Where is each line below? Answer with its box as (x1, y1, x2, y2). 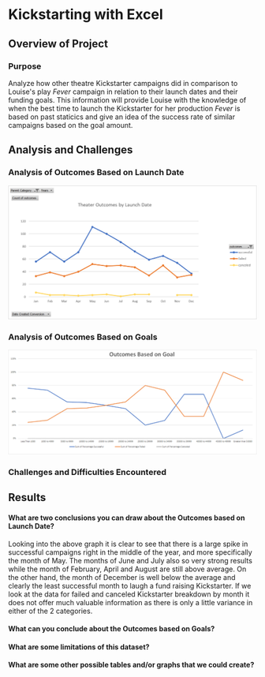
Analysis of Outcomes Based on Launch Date (8, 167, 185, 178)
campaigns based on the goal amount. (8, 120, 133, 129)
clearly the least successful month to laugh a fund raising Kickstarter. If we (8, 581, 252, 590)
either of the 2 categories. (8, 606, 93, 615)
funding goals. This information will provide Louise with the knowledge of (8, 95, 247, 104)
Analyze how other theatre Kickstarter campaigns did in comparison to (8, 78, 238, 88)
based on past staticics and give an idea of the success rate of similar (8, 112, 235, 122)
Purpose (8, 61, 42, 72)
